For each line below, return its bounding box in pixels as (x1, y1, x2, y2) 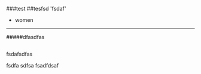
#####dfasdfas (6, 34, 45, 40)
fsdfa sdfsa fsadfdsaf (6, 62, 59, 69)
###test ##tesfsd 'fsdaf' (6, 5, 66, 12)
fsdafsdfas (6, 50, 33, 58)
